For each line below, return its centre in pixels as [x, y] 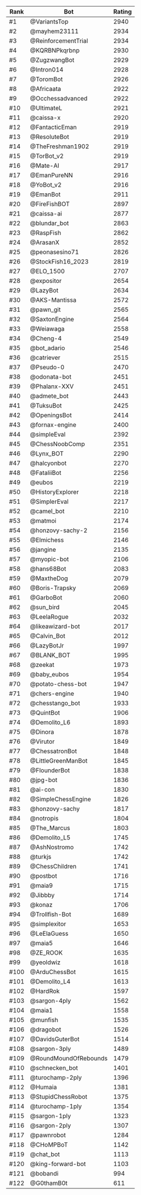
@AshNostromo [52, 847]
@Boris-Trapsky [53, 588]
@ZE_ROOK [46, 953]
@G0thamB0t [49, 1183]
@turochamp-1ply [56, 1106]
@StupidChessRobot [59, 1097]
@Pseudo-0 [47, 367]
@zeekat [42, 665]
